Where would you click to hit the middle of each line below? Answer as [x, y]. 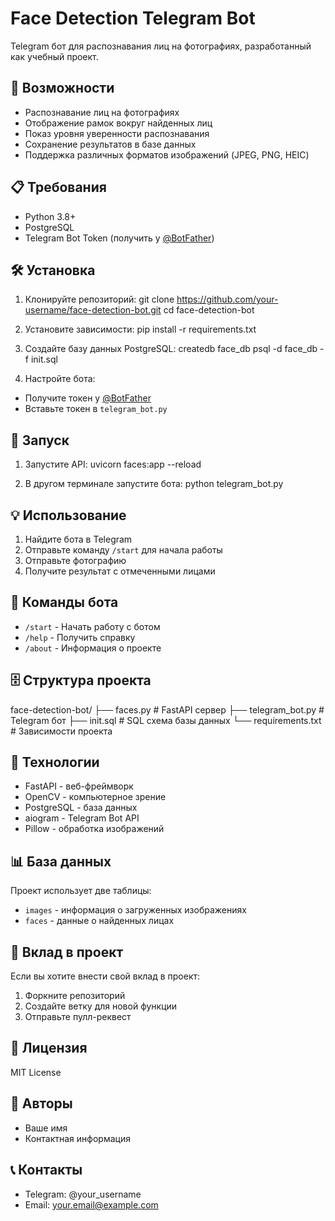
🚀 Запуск [40, 440]
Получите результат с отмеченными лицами [120, 571]
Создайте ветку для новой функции [101, 1006]
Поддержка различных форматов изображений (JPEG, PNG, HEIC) [167, 154]
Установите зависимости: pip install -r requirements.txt [140, 329]
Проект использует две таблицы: [81, 891]
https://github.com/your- [227, 299]
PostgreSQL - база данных [81, 808]
